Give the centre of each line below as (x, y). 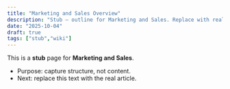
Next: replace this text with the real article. (77, 78)
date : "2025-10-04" (35, 26)
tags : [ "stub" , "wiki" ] (39, 39)
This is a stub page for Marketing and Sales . (71, 58)
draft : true (24, 32)
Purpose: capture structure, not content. (74, 71)
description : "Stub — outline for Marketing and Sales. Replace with (108, 20)
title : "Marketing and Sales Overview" (64, 13)
